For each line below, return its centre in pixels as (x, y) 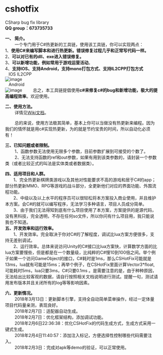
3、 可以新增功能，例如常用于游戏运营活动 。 (49, 62)
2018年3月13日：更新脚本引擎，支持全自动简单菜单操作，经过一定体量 (84, 299)
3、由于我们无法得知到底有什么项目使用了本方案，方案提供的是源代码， (85, 210)
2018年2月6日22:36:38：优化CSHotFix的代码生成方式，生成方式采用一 (85, 323)
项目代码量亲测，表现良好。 (33, 305)
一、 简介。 (16, 38)
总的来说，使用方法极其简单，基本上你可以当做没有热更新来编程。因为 (85, 123)
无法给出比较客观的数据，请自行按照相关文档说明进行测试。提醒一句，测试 (79, 277)
